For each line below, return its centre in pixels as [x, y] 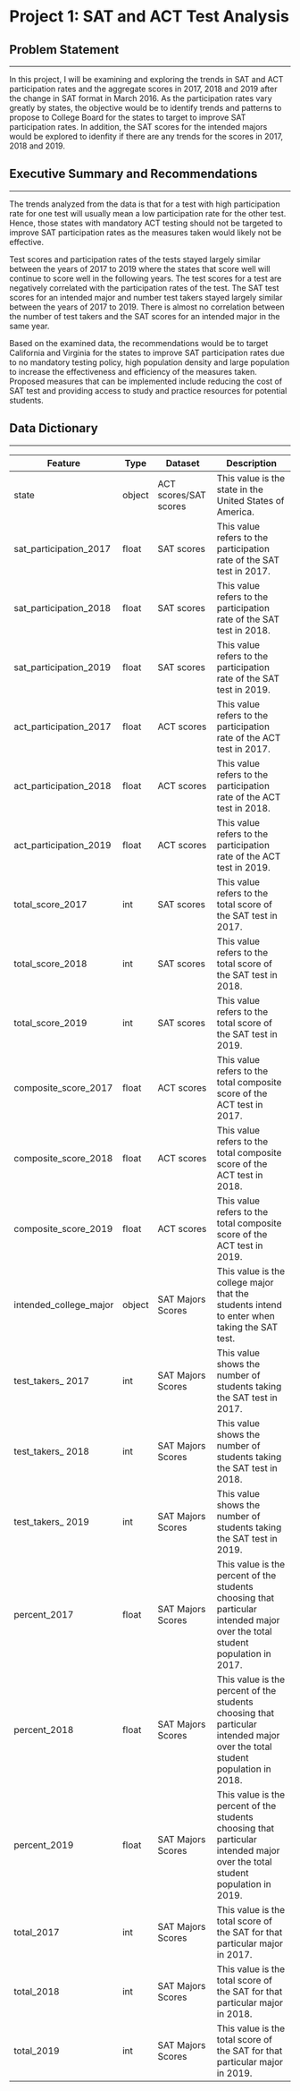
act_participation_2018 [62, 786]
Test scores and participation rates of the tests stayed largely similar [135, 259]
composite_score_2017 [63, 1087]
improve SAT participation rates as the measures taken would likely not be [146, 232]
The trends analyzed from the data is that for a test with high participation [145, 204]
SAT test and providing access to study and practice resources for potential [148, 390]
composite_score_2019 [63, 1228]
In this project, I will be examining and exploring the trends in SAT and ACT [146, 79]
